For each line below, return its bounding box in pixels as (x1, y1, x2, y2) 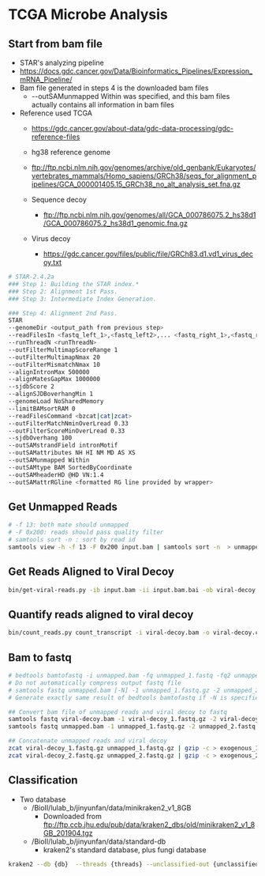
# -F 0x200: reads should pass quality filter (8, 528, 164, 537)
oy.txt (43, 258, 62, 266)
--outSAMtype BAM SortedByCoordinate (8, 463, 132, 471)
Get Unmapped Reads (8, 500, 118, 513)
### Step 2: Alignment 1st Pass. (8, 287, 118, 296)
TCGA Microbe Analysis (8, 6, 168, 24)
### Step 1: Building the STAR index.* (8, 280, 140, 288)
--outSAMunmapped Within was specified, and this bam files (31, 92, 230, 100)
